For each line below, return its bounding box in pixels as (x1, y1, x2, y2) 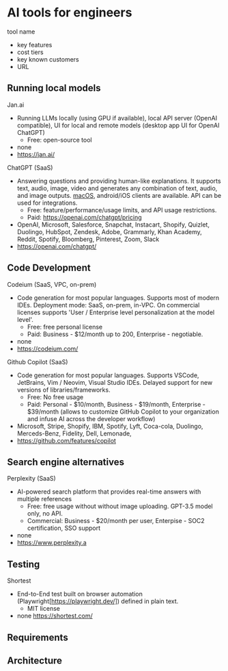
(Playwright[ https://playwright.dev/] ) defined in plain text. (16, 597, 179, 605)
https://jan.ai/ (16, 150, 55, 158)
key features (16, 40, 53, 49)
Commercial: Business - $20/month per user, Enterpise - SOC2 (27, 517, 205, 525)
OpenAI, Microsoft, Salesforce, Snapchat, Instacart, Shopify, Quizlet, (16, 220, 210, 229)
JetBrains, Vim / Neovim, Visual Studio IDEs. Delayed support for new (16, 378, 213, 386)
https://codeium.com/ (16, 344, 79, 353)
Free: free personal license (27, 322, 103, 331)
